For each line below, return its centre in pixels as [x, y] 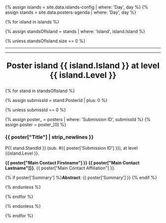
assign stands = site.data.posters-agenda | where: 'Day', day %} [71, 12]
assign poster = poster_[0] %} [36, 125]
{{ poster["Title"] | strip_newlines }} [49, 137]
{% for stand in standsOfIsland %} [40, 91]
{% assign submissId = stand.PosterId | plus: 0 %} [56, 100]
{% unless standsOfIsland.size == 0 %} [45, 41]
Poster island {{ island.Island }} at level [83, 66]
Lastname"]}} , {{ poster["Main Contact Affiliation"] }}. [60, 168]
